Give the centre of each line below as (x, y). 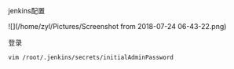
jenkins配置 (27, 11)
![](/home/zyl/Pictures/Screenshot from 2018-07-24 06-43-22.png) (117, 26)
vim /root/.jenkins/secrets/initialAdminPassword (91, 57)
